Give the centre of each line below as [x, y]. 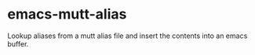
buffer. [18, 43]
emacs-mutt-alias [67, 14]
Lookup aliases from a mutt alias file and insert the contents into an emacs [127, 36]
